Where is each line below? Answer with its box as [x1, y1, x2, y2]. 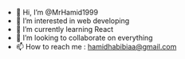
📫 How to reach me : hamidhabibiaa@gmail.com [15, 42, 177, 51]
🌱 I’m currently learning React [15, 25, 114, 33]
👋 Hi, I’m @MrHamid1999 [15, 8, 98, 17]
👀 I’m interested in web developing [15, 16, 130, 26]
